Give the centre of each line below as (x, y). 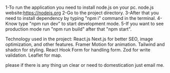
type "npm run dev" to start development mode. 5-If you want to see (91, 23)
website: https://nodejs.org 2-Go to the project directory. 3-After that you (82, 13)
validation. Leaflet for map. (34, 55)
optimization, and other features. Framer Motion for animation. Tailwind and (85, 44)
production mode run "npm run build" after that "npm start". (69, 29)
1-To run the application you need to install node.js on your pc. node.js (80, 7)
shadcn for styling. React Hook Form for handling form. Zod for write (78, 50)
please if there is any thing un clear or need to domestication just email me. (85, 65)
